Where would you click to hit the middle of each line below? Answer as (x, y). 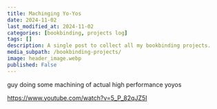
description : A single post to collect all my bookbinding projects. (109, 46)
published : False (32, 65)
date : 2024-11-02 (32, 20)
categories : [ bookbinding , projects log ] (68, 33)
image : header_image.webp (44, 59)
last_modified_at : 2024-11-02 (51, 26)
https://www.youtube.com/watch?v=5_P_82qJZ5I (77, 98)
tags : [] (20, 39)
